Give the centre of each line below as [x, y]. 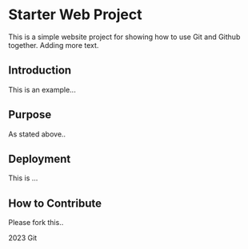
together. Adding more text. [54, 45]
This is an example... [42, 89]
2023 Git [23, 238]
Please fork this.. [36, 223]
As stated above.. [37, 134]
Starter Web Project [75, 15]
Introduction [40, 71]
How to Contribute [55, 203]
